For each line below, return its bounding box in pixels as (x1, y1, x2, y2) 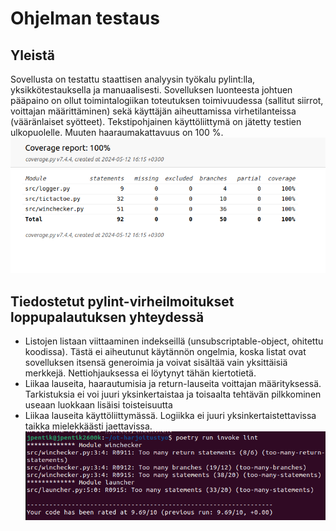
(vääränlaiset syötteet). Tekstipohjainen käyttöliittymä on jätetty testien (10, 116, 302, 127)
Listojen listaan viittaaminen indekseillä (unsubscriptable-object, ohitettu (24, 335, 324, 347)
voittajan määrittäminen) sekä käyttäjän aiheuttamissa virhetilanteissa (10, 105, 297, 117)
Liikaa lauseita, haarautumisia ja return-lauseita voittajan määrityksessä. (24, 378, 322, 390)
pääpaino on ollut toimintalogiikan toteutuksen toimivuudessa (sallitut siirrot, (10, 95, 324, 106)
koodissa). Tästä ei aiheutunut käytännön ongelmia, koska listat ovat (24, 346, 307, 358)
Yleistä (10, 47, 55, 64)
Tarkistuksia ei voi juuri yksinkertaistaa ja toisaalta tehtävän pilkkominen (24, 388, 322, 401)
